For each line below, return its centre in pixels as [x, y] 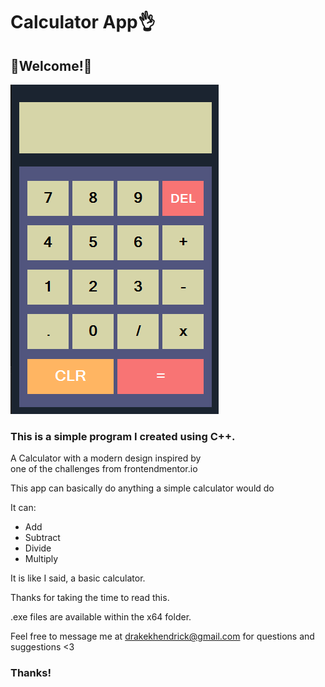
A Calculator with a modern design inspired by [106, 458]
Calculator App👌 [83, 22]
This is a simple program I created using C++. [123, 436]
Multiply [41, 559]
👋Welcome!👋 [51, 65]
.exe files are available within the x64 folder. [101, 617]
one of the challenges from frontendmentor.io [104, 469]
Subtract [42, 538]
